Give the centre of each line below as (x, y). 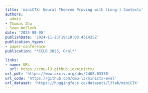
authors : (14, 14)
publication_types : (25, 42)
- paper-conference (25, 46)
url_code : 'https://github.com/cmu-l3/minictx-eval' (61, 79)
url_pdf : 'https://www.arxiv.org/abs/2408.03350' (58, 74)
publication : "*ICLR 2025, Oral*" (41, 51)
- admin (13, 19)
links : (12, 60)
